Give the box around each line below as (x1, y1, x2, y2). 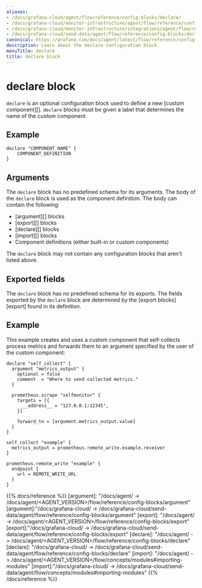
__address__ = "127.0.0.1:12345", (22, 403, 109, 409)
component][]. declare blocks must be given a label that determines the (6, 106, 185, 113)
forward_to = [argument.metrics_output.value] (17, 418, 136, 424)
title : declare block (6, 54, 61, 60)
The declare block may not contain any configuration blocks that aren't (6, 250, 182, 258)
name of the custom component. (6, 112, 87, 119)
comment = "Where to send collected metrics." (17, 376, 138, 382)
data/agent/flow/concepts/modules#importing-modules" (6, 569, 147, 576)
